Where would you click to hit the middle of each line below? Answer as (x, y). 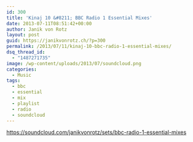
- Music (22, 75)
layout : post (23, 35)
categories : (22, 69)
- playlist (26, 103)
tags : (13, 81)
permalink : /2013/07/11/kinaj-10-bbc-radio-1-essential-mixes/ (89, 47)
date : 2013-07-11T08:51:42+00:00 (49, 23)
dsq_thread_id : (26, 52)
